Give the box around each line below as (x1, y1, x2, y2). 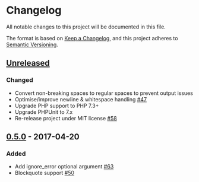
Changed (6, 76, 34, 84)
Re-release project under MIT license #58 (14, 114, 117, 122)
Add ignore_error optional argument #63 (14, 163, 114, 170)
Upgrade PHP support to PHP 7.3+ (14, 102, 99, 109)
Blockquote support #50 (14, 170, 75, 177)
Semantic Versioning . (6, 41, 58, 48)
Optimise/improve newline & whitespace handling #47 (14, 95, 147, 103)
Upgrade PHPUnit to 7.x (14, 108, 73, 116)
